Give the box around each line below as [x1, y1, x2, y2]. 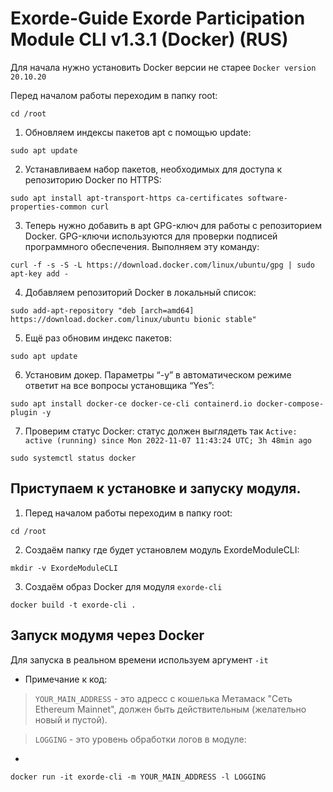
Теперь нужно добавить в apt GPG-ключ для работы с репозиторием [24, 219, 322, 231]
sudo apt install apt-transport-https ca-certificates [10, 193, 244, 203]
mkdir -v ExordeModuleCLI [10, 563, 118, 573]
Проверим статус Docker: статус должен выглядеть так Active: [24, 425, 298, 437]
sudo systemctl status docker [10, 453, 137, 463]
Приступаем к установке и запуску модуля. [10, 480, 302, 497]
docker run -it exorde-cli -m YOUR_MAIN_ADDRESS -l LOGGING [10, 772, 267, 782]
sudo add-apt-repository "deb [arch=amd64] [10, 305, 195, 316]
